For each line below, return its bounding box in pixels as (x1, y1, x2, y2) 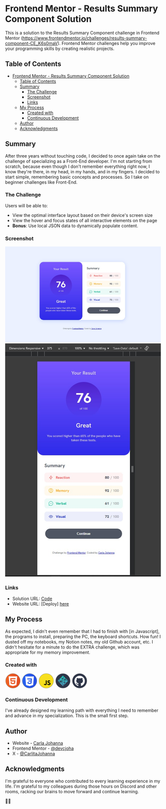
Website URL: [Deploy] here (12, 601, 69, 607)
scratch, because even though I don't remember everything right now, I (5, 163, 150, 169)
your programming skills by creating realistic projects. (5, 45, 115, 51)
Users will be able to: (5, 202, 48, 208)
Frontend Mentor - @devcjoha (12, 745, 74, 751)
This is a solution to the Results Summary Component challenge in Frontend (5, 30, 160, 36)
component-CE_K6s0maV (5, 40, 58, 46)
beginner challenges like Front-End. (5, 179, 78, 185)
